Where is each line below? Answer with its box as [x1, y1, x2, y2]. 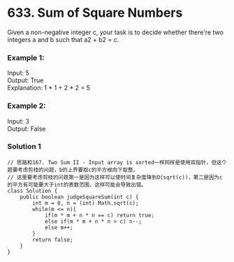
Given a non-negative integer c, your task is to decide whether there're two [7, 28, 224, 36]
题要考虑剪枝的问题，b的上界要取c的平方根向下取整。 [7, 166, 138, 173]
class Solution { [7, 187, 58, 194]
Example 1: [7, 52, 45, 62]
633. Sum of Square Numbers [7, 5, 183, 21]
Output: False [7, 124, 46, 133]
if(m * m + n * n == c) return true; [44, 212, 155, 219]
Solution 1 [7, 142, 41, 152]
